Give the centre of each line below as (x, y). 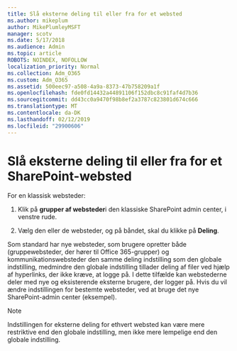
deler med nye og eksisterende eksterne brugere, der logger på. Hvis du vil (117, 282)
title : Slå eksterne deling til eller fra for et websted (95, 14)
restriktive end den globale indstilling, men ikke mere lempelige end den (112, 332)
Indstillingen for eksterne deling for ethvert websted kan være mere (106, 325)
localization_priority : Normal (54, 67)
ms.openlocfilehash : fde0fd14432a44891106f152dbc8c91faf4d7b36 (103, 93)
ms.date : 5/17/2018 (36, 40)
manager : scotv (30, 34)
